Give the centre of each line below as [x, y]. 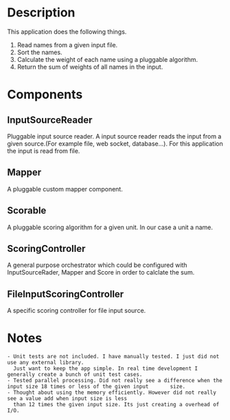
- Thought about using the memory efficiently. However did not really [112, 393]
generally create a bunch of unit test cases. [75, 375]
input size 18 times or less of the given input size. [96, 387]
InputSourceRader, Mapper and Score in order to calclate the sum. [101, 272]
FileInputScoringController [66, 294]
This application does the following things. [67, 32]
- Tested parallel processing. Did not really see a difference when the [115, 381]
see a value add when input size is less [67, 399]
